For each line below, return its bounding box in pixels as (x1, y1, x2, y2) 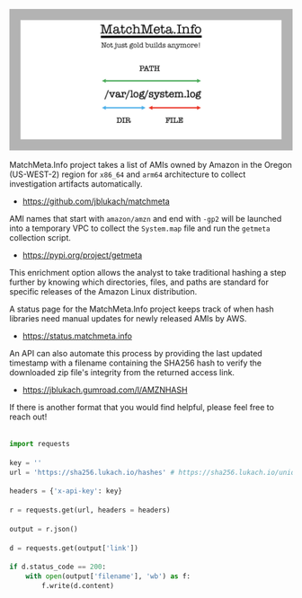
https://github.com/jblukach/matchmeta (22, 196, 171, 207)
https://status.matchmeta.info (22, 330, 133, 341)
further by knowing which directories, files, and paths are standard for (9, 277, 270, 287)
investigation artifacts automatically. (9, 179, 143, 189)
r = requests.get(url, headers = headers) (9, 506, 171, 514)
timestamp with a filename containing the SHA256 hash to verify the (9, 357, 262, 368)
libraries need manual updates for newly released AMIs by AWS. (9, 313, 247, 323)
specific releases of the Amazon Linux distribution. (9, 286, 198, 296)
